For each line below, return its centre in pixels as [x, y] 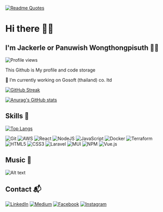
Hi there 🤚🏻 [29, 29]
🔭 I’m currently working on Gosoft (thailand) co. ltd [59, 80]
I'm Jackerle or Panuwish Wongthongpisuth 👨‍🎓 [82, 48]
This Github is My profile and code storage [50, 70]
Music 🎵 [18, 160]
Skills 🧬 [17, 116]
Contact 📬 [23, 190]
